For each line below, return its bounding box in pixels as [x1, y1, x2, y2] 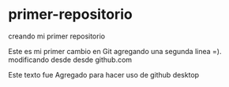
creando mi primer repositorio [8, 31, 105, 41]
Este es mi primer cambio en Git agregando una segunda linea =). [8, 46, 222, 56]
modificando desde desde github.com [8, 55, 133, 64]
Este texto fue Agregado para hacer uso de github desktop [8, 70, 200, 79]
